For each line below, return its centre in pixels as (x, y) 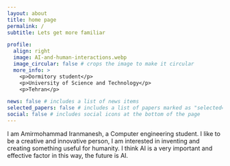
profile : (20, 45)
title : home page (32, 20)
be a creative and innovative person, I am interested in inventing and (103, 141)
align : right (32, 51)
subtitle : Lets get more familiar (56, 32)
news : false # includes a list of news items (73, 102)
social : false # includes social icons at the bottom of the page (104, 114)
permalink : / (26, 26)
